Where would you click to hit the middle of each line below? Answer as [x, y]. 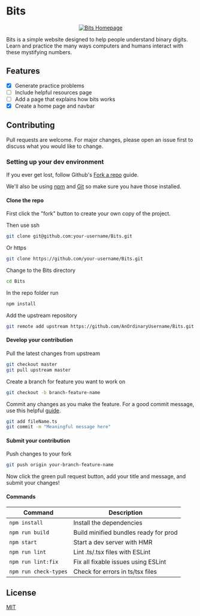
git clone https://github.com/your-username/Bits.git [75, 259]
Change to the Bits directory [41, 270]
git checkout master [32, 364]
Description [125, 513]
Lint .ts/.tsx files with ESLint [112, 552]
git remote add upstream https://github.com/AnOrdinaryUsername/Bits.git [100, 326]
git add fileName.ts [32, 421]
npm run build [29, 532]
